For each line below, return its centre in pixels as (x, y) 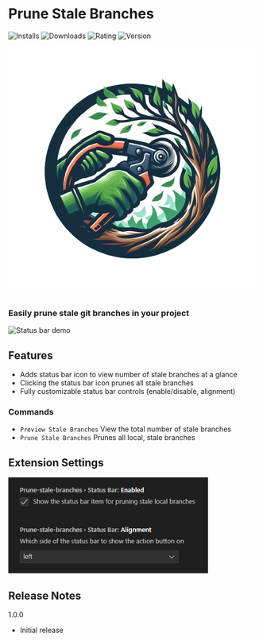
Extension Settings (56, 463)
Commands (31, 411)
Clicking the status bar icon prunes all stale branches (107, 383)
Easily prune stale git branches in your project (99, 313)
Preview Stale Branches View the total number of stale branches (126, 429)
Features (31, 355)
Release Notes (45, 595)
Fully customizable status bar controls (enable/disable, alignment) (128, 392)
